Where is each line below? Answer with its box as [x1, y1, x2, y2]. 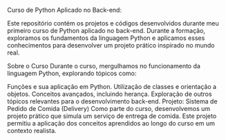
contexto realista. [7, 127, 57, 134]
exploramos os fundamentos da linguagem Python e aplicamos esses [7, 34, 205, 42]
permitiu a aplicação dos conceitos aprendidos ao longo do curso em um [7, 119, 216, 127]
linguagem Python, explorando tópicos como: [7, 69, 137, 77]
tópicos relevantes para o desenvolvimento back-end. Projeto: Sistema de [7, 97, 218, 106]
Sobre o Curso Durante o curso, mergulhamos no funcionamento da [7, 62, 200, 70]
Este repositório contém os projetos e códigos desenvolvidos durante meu [7, 19, 219, 27]
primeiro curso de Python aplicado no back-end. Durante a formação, [7, 27, 206, 34]
